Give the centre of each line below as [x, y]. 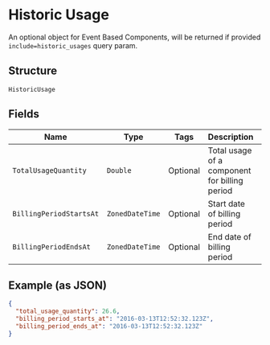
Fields [24, 114]
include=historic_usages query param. [73, 45]
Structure [33, 71]
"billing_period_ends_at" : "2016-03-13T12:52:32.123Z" [109, 327]
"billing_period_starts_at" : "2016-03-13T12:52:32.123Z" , [115, 319]
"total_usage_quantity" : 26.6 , [68, 311]
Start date [226, 203]
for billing [225, 180]
